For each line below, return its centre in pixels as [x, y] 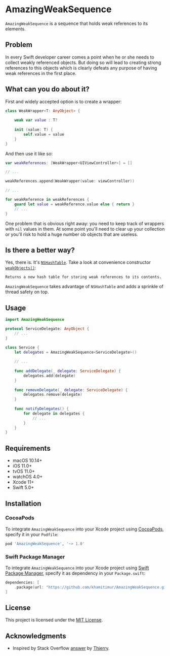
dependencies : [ [22, 582]
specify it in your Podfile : [32, 534]
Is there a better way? [40, 250]
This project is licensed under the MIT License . [54, 620]
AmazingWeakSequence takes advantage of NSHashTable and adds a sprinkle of [84, 287]
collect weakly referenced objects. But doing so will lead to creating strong [83, 63]
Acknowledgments [36, 636]
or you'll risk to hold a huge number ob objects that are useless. [72, 234]
